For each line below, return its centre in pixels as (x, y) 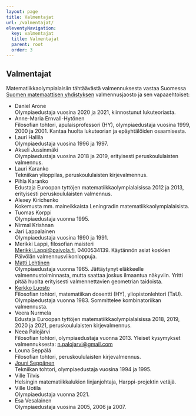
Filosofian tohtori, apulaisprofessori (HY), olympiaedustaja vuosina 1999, (102, 125)
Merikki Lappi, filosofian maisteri (54, 244)
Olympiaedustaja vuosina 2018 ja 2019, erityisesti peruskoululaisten (96, 156)
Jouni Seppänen (34, 363)
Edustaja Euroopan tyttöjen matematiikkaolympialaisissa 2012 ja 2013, (99, 187)
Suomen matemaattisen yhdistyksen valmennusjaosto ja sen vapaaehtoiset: (98, 94)
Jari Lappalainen (35, 231)
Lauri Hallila (29, 137)
